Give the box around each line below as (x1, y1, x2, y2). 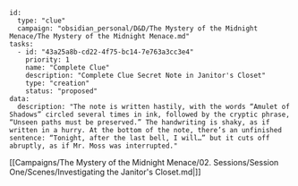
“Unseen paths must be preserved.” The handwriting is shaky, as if (9, 118, 270, 127)
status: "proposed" (25, 87, 98, 96)
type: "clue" (17, 16, 66, 25)
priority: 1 (25, 55, 70, 64)
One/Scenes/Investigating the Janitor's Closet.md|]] (9, 166, 201, 177)
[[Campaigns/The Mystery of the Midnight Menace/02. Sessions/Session (9, 157, 279, 167)
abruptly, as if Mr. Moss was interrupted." (9, 141, 178, 150)
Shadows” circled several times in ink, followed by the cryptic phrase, (9, 110, 291, 119)
